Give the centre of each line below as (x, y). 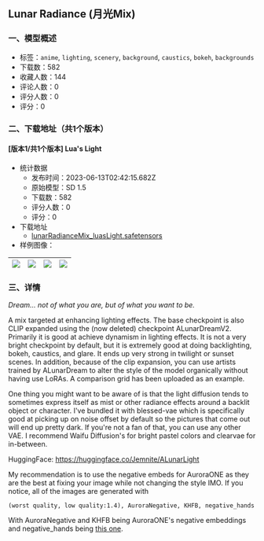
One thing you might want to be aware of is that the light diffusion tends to (128, 394)
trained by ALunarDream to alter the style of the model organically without (128, 370)
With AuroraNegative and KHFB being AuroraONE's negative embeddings (127, 521)
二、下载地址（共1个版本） (58, 128)
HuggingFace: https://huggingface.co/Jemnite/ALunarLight (104, 459)
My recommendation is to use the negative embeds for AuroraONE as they (129, 475)
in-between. (28, 444)
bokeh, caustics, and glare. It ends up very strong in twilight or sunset (121, 354)
